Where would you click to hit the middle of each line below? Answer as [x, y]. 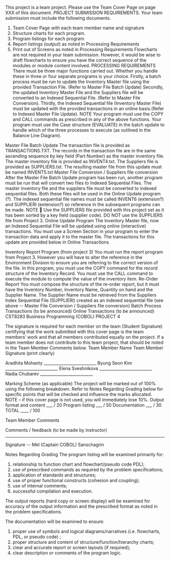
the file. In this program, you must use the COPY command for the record [81, 268]
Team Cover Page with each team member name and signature [78, 28]
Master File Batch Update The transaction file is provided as [68, 145]
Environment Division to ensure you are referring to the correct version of [82, 263]
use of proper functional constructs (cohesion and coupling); [76, 480]
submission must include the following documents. [58, 18]
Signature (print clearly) [30, 353]
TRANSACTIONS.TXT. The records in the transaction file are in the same [80, 151]
